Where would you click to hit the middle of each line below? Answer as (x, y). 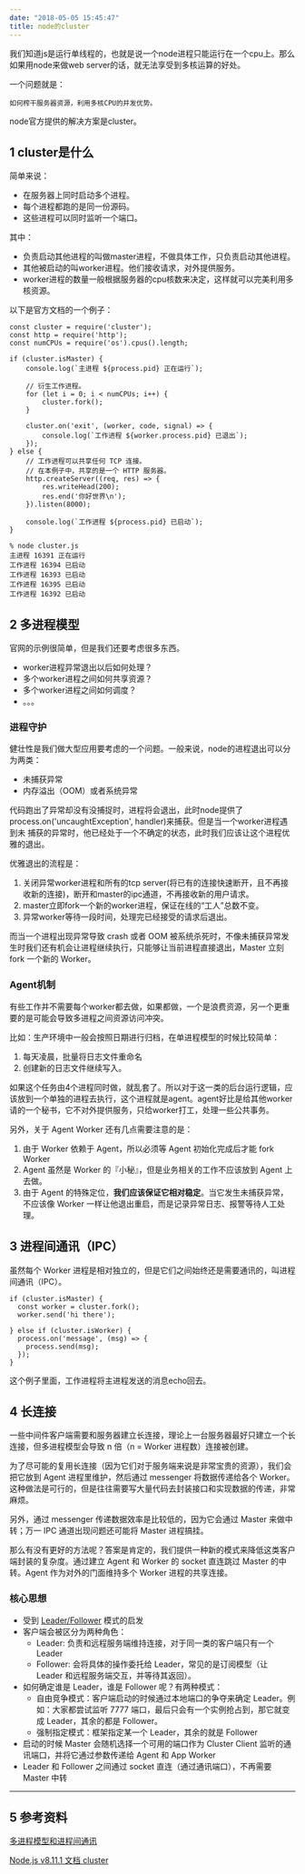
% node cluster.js (44, 546)
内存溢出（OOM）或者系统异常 (80, 791)
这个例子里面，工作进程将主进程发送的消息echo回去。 (110, 1380)
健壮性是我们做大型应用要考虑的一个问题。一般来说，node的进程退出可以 (146, 749)
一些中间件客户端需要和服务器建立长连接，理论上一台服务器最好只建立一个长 (152, 1435)
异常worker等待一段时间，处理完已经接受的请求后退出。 (127, 917)
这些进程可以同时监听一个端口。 (82, 218)
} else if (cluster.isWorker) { (70, 1330)
